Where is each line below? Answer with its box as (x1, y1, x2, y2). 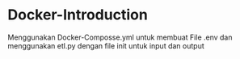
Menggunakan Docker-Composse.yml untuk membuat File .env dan (7, 32, 233, 42)
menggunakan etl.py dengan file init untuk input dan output (7, 40, 204, 50)
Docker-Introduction (7, 6, 149, 24)
